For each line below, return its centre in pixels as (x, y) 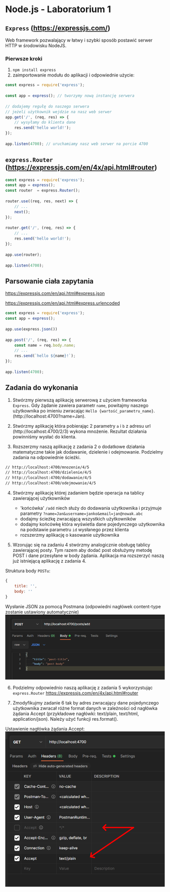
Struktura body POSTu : (28, 571)
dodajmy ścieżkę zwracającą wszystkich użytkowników (78, 519)
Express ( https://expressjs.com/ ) (58, 28)
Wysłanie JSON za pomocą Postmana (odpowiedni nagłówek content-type (83, 606)
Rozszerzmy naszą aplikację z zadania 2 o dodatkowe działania (79, 447)
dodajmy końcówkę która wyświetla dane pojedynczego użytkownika (92, 524)
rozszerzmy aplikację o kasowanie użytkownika (70, 535)
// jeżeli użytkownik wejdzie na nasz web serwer (59, 112)
